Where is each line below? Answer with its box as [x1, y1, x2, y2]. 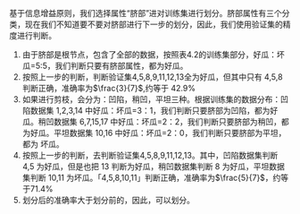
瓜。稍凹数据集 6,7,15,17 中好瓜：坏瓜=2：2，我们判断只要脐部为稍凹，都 [21, 116, 290, 127]
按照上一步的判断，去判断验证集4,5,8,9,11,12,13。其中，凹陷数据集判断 [21, 150, 279, 160]
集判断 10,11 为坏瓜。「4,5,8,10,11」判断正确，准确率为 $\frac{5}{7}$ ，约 [21, 173, 281, 183]
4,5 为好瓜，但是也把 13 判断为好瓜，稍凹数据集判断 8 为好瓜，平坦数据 [21, 161, 286, 172]
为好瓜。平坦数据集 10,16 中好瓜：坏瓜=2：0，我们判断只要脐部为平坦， [21, 128, 287, 138]
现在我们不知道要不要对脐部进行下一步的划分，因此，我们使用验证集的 [24, 19, 283, 30]
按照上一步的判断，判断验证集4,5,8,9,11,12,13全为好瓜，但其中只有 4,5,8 [21, 72, 283, 82]
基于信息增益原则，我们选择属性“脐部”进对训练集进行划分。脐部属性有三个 [9, 8, 283, 18]
